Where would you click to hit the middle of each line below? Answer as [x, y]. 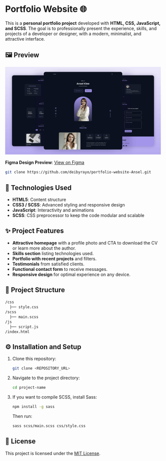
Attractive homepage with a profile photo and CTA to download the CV [85, 243]
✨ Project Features [35, 231]
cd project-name [29, 388]
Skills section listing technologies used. [53, 253]
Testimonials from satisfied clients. [48, 264]
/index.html [17, 332]
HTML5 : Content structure [39, 200]
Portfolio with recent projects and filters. [54, 258]
